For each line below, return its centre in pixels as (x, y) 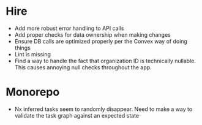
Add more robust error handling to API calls (69, 28)
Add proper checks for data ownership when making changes (92, 34)
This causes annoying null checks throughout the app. (83, 67)
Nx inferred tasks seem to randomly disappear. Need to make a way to (103, 109)
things (23, 48)
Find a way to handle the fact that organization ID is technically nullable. (105, 61)
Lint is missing (33, 54)
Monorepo (33, 92)
